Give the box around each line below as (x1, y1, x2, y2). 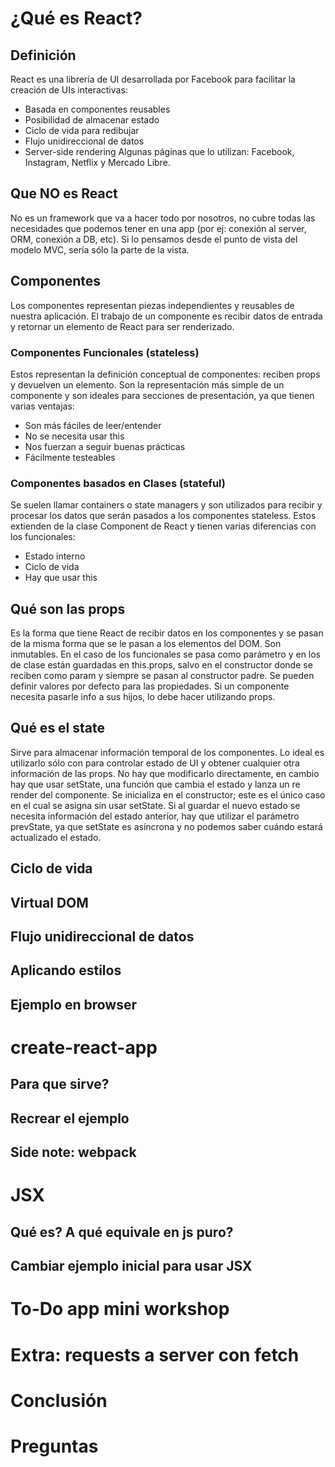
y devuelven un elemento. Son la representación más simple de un (10, 378, 285, 391)
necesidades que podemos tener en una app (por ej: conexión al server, (10, 222, 307, 234)
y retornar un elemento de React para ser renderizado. (10, 320, 235, 332)
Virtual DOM (10, 894, 89, 911)
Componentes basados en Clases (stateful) (10, 476, 226, 490)
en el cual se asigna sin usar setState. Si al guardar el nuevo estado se (10, 799, 301, 811)
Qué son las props (10, 600, 126, 617)
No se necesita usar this (24, 430, 125, 442)
